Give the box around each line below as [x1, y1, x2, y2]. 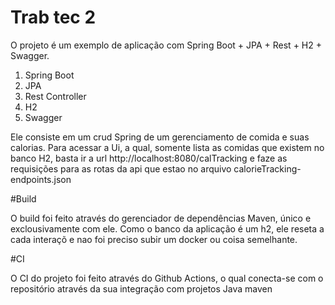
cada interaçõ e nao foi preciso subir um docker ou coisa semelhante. [10, 233, 298, 245]
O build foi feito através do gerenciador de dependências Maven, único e [10, 212, 312, 224]
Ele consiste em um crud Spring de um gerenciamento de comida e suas [10, 131, 310, 143]
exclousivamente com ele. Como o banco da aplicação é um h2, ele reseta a [10, 222, 325, 235]
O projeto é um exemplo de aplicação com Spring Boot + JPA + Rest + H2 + [10, 39, 322, 51]
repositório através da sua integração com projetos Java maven [10, 282, 273, 295]
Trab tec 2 [10, 6, 97, 29]
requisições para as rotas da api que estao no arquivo [10, 162, 232, 175]
